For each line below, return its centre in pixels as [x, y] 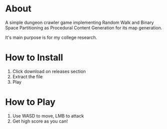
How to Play [30, 102]
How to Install [34, 58]
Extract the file [27, 76]
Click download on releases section [49, 71]
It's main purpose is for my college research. [51, 37]
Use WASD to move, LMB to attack [48, 116]
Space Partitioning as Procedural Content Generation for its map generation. [84, 27]
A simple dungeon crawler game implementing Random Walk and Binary [79, 22]
